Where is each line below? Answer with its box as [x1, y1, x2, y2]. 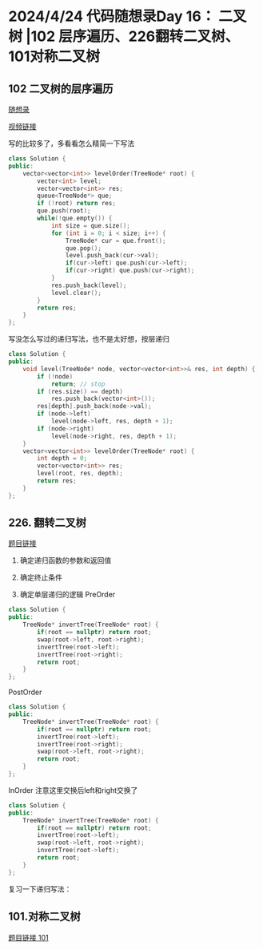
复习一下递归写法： [8, 883, 72, 894]
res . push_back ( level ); [50, 281, 127, 289]
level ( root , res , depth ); [37, 470, 124, 478]
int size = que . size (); [50, 221, 130, 229]
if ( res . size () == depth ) [37, 387, 124, 395]
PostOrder [8, 687, 42, 697]
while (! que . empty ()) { [37, 214, 113, 222]
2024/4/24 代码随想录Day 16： [8, 7, 216, 26]
